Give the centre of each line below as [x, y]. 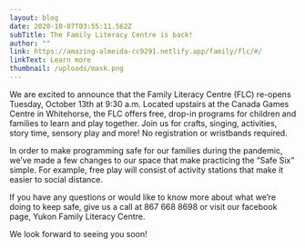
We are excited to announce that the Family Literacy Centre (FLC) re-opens [150, 94]
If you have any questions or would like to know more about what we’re [142, 197]
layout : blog [34, 18]
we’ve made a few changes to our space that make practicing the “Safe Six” [152, 160]
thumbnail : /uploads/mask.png [67, 69]
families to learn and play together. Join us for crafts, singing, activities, [143, 123]
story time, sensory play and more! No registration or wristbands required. [149, 133]
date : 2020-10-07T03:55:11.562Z [71, 26]
